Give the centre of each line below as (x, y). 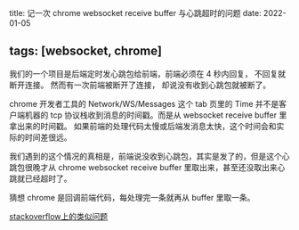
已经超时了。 (48, 178)
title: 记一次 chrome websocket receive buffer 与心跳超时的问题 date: (135, 13)
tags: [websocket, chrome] (86, 51)
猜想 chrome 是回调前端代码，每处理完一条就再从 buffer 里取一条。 (132, 197)
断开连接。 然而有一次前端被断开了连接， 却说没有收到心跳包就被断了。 (140, 85)
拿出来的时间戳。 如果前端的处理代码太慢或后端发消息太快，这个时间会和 (143, 126)
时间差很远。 (48, 137)
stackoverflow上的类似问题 (59, 216)
